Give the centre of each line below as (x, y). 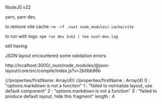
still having (16, 46)
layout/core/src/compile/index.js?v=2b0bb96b (53, 70)
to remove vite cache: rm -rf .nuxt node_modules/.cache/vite (69, 26)
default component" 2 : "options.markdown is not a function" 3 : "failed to (81, 91)
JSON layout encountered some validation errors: (56, 55)
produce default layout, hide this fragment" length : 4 (60, 96)
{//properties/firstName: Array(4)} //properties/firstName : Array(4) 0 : (77, 80)
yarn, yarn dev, (21, 17)
